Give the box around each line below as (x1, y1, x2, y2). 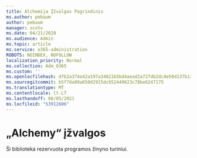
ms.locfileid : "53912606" (6, 101, 69, 107)
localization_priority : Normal (6, 57, 83, 63)
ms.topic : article (6, 42, 51, 47)
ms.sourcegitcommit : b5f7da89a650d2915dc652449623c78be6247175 (6, 80, 164, 85)
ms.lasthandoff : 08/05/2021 (6, 95, 75, 101)
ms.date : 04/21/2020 (6, 30, 57, 36)
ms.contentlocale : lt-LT (6, 90, 67, 96)
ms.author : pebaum (6, 14, 51, 20)
